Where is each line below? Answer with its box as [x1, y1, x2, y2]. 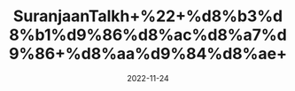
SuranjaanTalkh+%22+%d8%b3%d [12, 6, 283, 27]
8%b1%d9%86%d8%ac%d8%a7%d [9, 25, 287, 45]
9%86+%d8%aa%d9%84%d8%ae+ [9, 44, 287, 64]
